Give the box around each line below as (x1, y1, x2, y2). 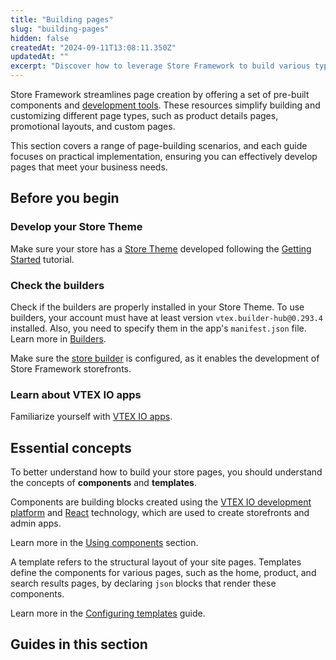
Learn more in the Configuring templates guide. (10, 607, 206, 620)
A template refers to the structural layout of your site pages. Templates (10, 556, 302, 568)
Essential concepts (10, 439, 132, 456)
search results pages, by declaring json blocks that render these (10, 577, 277, 590)
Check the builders (10, 278, 105, 292)
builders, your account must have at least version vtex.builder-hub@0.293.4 (10, 311, 323, 323)
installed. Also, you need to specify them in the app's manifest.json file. (10, 322, 307, 334)
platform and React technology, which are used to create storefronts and (10, 507, 310, 519)
